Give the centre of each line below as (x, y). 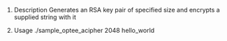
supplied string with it (45, 17)
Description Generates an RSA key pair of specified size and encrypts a (117, 10)
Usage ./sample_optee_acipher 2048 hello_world (84, 30)
